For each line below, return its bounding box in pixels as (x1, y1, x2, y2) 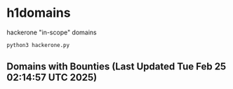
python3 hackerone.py (6, 41, 70, 48)
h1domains (6, 5, 71, 21)
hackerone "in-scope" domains (6, 28, 98, 36)
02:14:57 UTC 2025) (6, 71, 98, 83)
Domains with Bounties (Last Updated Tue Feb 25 (6, 61, 227, 73)
